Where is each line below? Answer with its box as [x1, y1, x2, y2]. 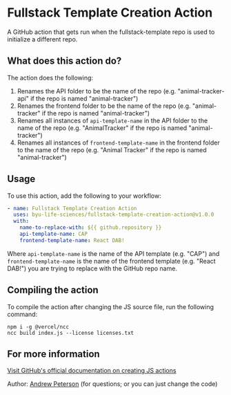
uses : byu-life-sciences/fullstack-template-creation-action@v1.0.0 [13, 211, 214, 219]
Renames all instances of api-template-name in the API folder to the [17, 116, 208, 125]
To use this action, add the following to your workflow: [7, 192, 161, 200]
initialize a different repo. [7, 35, 78, 43]
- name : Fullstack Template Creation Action [7, 205, 137, 212]
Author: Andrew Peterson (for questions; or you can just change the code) [7, 380, 218, 388]
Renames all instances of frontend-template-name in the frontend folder [17, 138, 220, 147]
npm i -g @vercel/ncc [7, 323, 70, 330]
